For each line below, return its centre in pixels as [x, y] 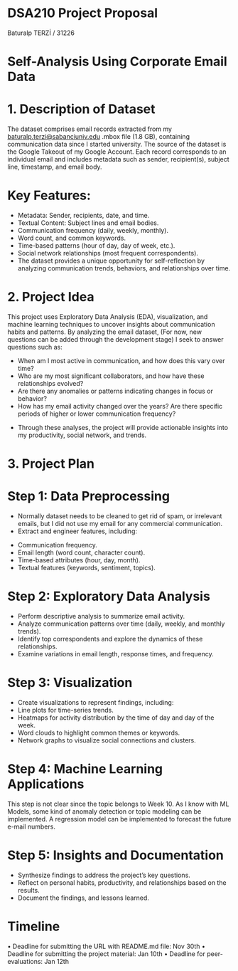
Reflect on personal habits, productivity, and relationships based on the [122, 882]
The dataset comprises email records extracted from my [90, 129]
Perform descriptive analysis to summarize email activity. [101, 616]
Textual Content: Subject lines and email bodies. [88, 223]
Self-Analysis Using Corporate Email [117, 62]
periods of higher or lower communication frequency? [97, 414]
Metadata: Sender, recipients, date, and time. [83, 215]
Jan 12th [57, 961]
